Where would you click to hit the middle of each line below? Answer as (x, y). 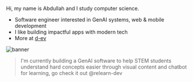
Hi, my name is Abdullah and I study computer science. (73, 8)
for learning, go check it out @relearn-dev (71, 73)
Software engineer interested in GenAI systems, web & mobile (89, 19)
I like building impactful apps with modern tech (71, 32)
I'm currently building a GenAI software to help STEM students (96, 61)
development (31, 26)
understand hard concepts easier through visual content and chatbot (104, 67)
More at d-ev (31, 38)
